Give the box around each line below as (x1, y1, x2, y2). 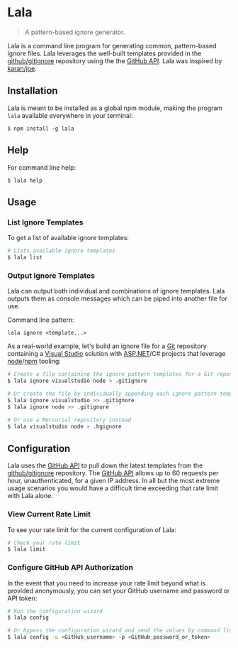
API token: (7, 594, 38, 603)
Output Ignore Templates (7, 271, 96, 281)
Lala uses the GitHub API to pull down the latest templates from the (7, 461, 203, 470)
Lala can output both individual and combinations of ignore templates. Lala (7, 287, 225, 296)
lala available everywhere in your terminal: (7, 111, 133, 119)
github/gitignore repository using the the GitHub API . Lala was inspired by (7, 56, 222, 65)
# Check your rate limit (7, 539, 81, 546)
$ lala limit (7, 546, 46, 553)
